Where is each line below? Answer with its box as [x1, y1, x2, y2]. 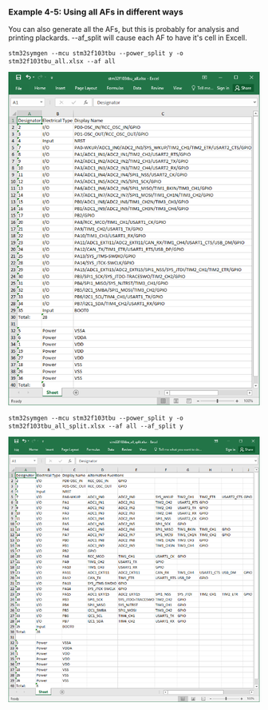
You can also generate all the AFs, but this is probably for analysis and [8, 25, 239, 34]
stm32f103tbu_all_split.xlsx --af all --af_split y [8, 422, 183, 430]
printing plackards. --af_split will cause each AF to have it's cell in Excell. [8, 33, 247, 42]
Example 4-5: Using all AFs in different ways [8, 6, 183, 18]
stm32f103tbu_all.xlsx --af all [8, 58, 116, 66]
